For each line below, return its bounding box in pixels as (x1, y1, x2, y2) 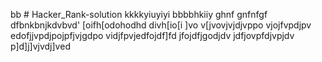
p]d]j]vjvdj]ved (10, 40, 71, 52)
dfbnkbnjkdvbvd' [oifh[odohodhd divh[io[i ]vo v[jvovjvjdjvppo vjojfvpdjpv (10, 19, 312, 31)
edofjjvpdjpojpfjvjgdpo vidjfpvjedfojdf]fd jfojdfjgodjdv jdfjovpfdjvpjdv (10, 30, 295, 41)
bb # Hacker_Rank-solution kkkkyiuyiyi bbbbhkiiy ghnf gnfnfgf (10, 9, 268, 20)
